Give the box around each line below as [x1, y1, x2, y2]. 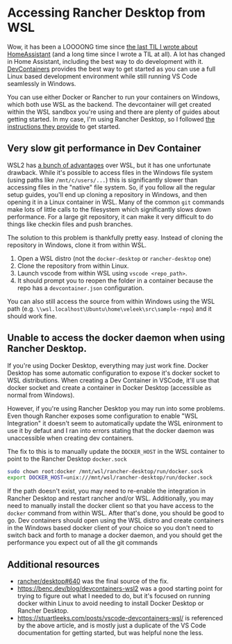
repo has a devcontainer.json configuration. [17, 283, 144, 292]
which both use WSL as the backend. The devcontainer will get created [7, 100, 212, 108]
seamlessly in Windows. [7, 79, 76, 87]
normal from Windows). [7, 391, 75, 399]
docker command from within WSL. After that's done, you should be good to [7, 509, 224, 518]
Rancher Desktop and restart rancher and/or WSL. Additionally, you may [7, 494, 214, 502]
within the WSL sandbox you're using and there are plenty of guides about [7, 108, 220, 116]
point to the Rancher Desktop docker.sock [7, 455, 127, 463]
